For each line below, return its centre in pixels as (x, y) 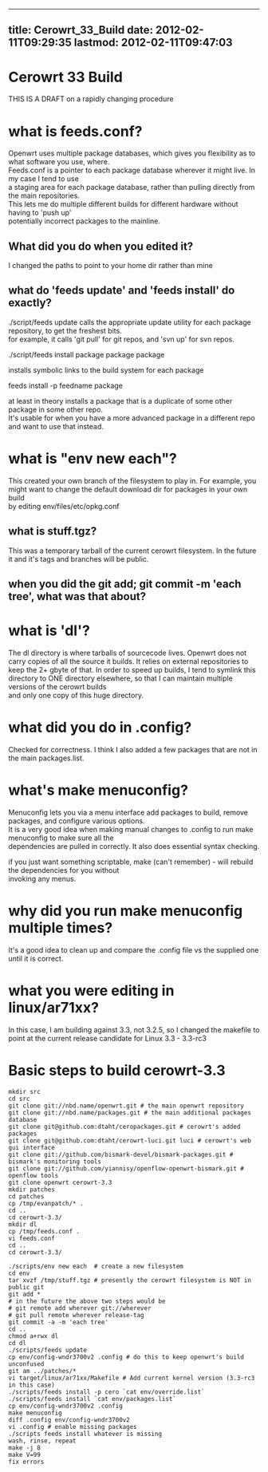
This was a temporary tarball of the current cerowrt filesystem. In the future (132, 551)
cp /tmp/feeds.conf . (44, 1231)
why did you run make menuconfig (126, 911)
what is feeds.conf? (75, 131)
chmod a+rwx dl (33, 1336)
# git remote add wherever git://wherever (80, 1308)
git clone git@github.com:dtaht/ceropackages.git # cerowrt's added (124, 1127)
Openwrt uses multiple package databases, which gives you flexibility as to (132, 153)
